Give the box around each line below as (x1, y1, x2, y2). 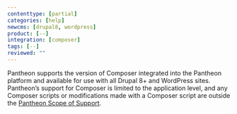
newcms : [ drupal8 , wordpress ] (7, 23, 97, 30)
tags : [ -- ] (7, 43, 40, 50)
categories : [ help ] (7, 17, 65, 24)
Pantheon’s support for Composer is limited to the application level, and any (7, 84, 228, 92)
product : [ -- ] (7, 30, 50, 37)
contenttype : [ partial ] (7, 10, 78, 18)
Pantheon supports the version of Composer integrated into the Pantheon (7, 68, 221, 77)
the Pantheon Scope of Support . (7, 99, 102, 107)
